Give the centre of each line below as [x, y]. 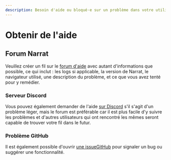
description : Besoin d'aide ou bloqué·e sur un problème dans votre [79, 10]
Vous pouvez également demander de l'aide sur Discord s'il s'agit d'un [79, 106]
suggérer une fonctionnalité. [35, 152]
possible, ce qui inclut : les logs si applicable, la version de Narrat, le [77, 71]
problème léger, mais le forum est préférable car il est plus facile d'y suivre [84, 112]
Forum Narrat [27, 54]
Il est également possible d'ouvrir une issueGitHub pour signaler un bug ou [84, 147]
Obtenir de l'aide [41, 35]
